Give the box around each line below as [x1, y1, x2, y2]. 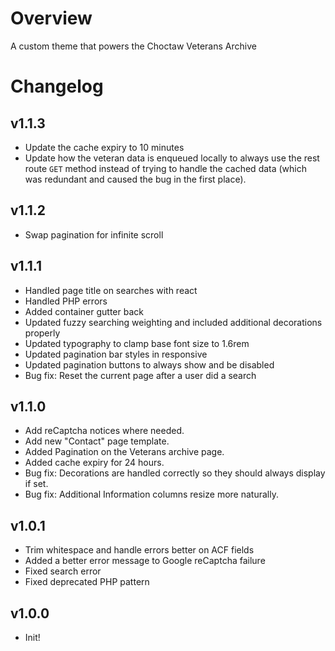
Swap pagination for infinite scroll [24, 228, 164, 241]
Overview [10, 7, 93, 30]
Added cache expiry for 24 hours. [24, 457, 165, 469]
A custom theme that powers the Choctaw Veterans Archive [10, 40, 257, 52]
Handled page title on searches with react [24, 284, 198, 296]
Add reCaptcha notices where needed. [24, 425, 185, 437]
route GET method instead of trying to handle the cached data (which [24, 162, 308, 174]
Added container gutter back [24, 305, 144, 317]
